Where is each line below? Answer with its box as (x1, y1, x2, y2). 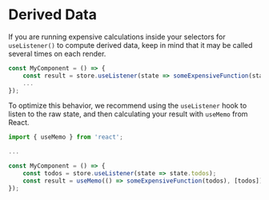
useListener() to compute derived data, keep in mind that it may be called (8, 40, 253, 49)
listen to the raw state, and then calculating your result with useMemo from (8, 109, 248, 119)
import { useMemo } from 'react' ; (8, 133, 124, 141)
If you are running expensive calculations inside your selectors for (8, 32, 226, 41)
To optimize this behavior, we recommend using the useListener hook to (8, 101, 247, 111)
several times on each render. (8, 49, 106, 58)
